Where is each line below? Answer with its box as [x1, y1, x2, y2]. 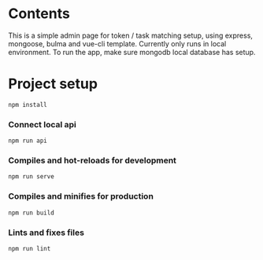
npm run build [8, 209, 55, 217]
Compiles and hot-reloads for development [8, 155, 177, 166]
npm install [8, 101, 47, 108]
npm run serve [8, 173, 55, 181]
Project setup [8, 75, 98, 93]
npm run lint [8, 245, 51, 253]
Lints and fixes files [8, 227, 85, 238]
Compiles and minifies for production [8, 191, 154, 202]
